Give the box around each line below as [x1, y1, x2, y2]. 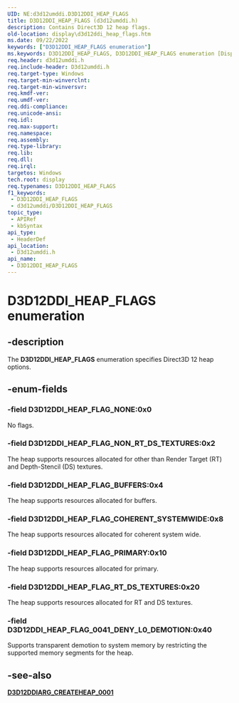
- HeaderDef [10, 236, 46, 243]
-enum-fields [7, 383, 68, 395]
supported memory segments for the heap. [7, 649, 134, 657]
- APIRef [10, 216, 37, 223]
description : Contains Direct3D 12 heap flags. [7, 24, 152, 31]
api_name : [7, 256, 37, 263]
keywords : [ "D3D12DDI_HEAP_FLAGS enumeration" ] [7, 43, 152, 51]
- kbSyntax [10, 222, 43, 229]
